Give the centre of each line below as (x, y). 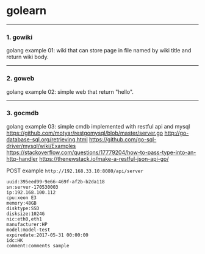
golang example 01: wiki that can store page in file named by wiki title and (99, 51)
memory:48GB (21, 203)
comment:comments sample (38, 245)
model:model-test (28, 230)
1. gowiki (20, 37)
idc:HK (15, 240)
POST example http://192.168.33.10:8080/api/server (75, 171)
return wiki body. (27, 57)
